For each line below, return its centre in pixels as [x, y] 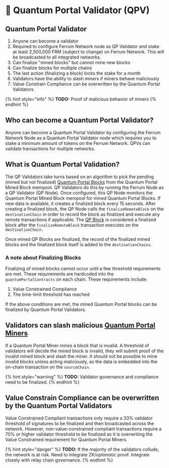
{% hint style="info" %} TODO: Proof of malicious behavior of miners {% [81, 99]
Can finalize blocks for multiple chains [52, 68]
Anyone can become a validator [46, 41]
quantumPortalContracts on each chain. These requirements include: [76, 279]
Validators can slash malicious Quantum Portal [80, 325]
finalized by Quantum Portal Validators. [46, 309]
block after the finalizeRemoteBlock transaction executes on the [72, 225]
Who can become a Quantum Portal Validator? [79, 120]
